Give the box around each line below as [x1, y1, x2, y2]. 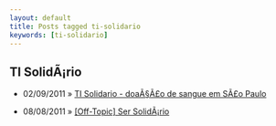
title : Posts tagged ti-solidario [9, 22, 142, 31]
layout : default [9, 13, 71, 23]
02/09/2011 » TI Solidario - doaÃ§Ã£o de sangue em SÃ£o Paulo [22, 89, 267, 100]
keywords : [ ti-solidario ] [9, 30, 108, 39]
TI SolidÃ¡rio [9, 64, 82, 79]
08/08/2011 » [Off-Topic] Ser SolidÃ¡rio [22, 106, 170, 117]
